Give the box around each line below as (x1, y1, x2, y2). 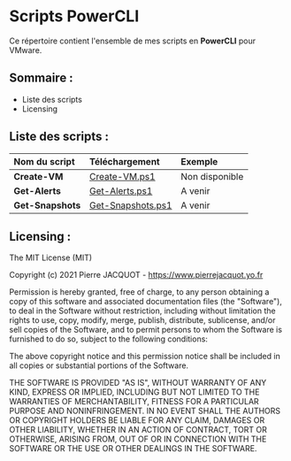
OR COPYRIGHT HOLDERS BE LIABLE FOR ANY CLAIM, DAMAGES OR (9, 415, 265, 426)
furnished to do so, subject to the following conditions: (9, 334, 208, 344)
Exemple (180, 155, 218, 167)
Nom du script (13, 155, 75, 167)
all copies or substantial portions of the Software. (9, 360, 188, 371)
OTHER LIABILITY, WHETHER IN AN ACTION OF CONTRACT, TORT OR (9, 425, 267, 435)
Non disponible (180, 170, 244, 182)
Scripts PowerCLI (9, 6, 140, 27)
